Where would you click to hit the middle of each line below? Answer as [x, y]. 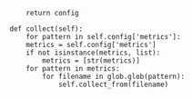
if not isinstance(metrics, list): [93, 53]
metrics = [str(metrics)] [91, 61]
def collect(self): [46, 29]
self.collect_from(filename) [113, 84]
